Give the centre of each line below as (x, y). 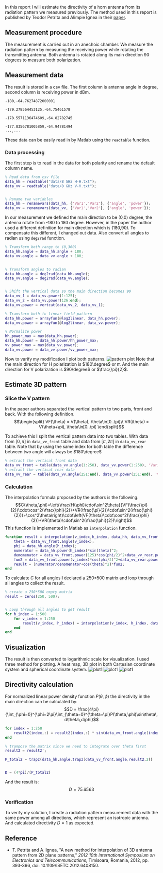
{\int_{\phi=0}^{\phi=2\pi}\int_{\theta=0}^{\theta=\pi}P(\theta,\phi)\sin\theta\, (81, 714)
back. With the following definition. (40, 414)
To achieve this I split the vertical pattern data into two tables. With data (77, 436)
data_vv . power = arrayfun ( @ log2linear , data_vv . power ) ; (63, 323)
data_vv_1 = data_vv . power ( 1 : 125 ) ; (41, 296)
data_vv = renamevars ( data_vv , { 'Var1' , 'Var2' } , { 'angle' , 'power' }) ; (78, 208)
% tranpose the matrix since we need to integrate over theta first (76, 746)
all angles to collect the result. (35, 583)
